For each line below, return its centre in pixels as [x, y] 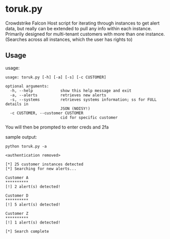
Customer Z [17, 213]
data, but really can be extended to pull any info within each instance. [79, 28]
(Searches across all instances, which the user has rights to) [69, 39]
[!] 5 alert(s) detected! [33, 204]
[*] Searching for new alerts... [41, 169]
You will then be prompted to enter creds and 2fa [57, 127]
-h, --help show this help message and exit [71, 91]
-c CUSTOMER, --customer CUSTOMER [47, 113]
